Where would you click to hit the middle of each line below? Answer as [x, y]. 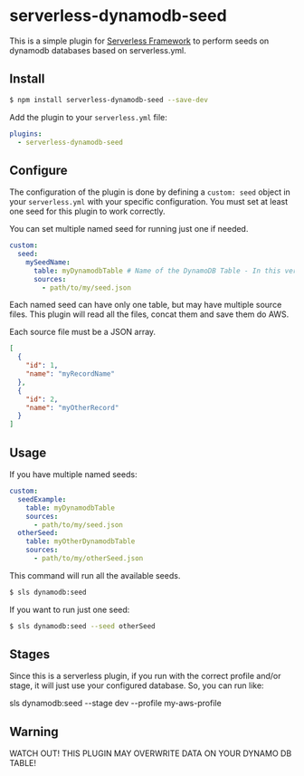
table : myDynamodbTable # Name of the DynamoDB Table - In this [157, 271]
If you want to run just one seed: [70, 609]
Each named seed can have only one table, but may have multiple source [146, 305]
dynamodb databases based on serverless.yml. [98, 50]
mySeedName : [48, 262]
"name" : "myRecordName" [71, 374]
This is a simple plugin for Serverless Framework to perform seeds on [139, 41]
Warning [34, 731]
